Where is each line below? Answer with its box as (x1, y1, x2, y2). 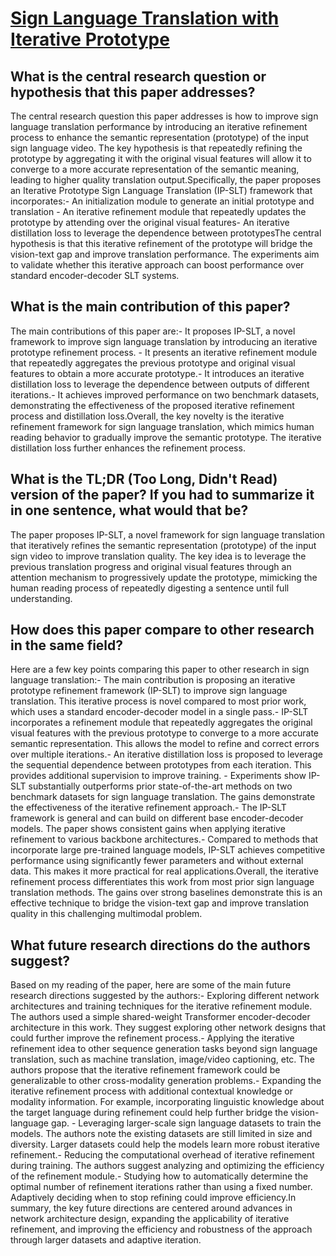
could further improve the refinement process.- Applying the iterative (10, 1032, 295, 1044)
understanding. (10, 592, 73, 604)
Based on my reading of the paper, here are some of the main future (10, 979, 292, 991)
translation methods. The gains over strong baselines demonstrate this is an (10, 887, 323, 899)
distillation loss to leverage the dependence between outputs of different (10, 378, 310, 390)
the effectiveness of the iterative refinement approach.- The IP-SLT (10, 802, 287, 814)
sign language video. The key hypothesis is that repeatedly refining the (10, 142, 303, 154)
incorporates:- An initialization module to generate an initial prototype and (10, 195, 315, 207)
